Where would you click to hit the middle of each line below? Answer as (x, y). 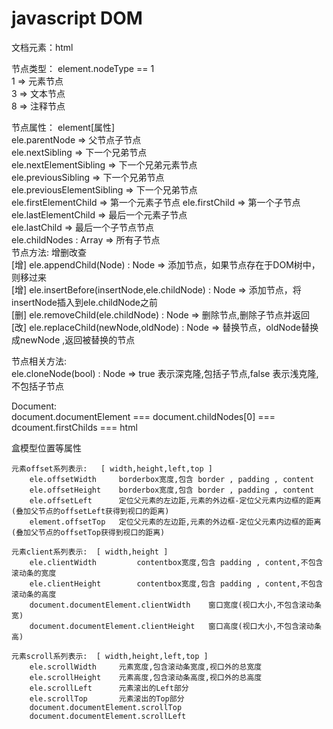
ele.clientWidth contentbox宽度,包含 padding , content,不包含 (176, 562)
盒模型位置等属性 (46, 448)
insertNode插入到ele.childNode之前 (85, 302)
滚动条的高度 (34, 594)
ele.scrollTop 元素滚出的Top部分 (107, 698)
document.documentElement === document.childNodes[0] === (143, 416)
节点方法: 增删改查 (49, 252)
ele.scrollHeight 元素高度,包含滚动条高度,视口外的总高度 (146, 677)
